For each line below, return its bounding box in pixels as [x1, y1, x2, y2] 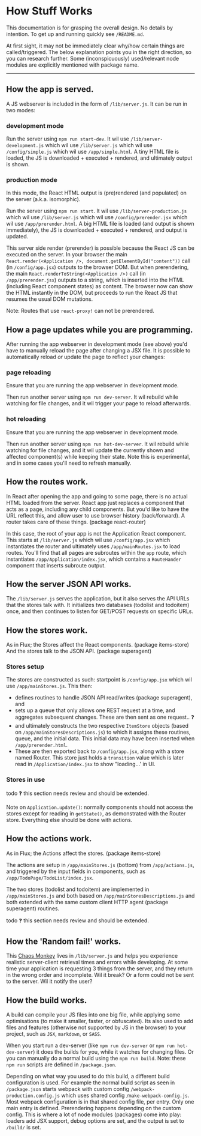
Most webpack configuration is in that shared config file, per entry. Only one [6, 1098, 194, 1105]
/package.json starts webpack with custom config [6, 1086, 130, 1093]
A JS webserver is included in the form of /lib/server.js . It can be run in [6, 100, 187, 107]
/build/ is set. [6, 1124, 41, 1131]
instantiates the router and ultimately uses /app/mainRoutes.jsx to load [6, 542, 181, 550]
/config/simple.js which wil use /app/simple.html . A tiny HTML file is [6, 148, 179, 156]
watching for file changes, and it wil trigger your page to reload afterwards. [6, 400, 191, 407]
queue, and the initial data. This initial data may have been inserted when [14, 735, 195, 742]
